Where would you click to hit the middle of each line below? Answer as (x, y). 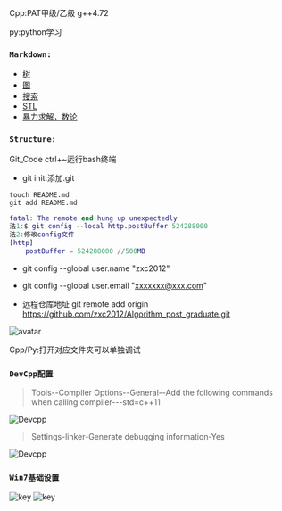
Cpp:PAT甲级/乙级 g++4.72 (59, 13)
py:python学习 (36, 32)
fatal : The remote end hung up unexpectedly (93, 218)
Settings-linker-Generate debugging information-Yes (128, 437)
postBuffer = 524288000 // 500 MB (85, 251)
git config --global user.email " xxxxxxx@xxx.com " (115, 285)
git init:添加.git (48, 177)
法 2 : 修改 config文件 (42, 235)
